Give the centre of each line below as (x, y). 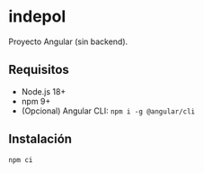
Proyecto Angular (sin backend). (68, 41)
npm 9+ (36, 101)
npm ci (21, 159)
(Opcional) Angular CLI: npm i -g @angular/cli (108, 111)
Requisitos (39, 70)
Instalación (40, 139)
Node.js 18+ (44, 91)
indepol (37, 17)
